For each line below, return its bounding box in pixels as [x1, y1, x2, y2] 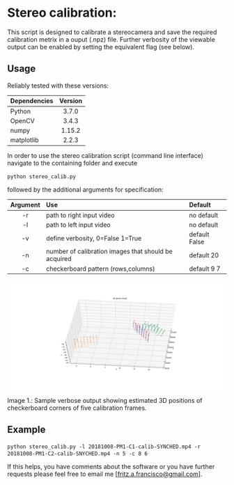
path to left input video [46, 221, 111, 229]
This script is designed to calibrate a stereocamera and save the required [7, 28, 217, 36]
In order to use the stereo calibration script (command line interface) [7, 151, 204, 159]
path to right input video [46, 211, 115, 219]
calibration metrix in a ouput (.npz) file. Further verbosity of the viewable [7, 35, 216, 43]
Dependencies [10, 97, 54, 105]
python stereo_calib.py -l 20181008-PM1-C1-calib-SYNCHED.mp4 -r [7, 443, 201, 450]
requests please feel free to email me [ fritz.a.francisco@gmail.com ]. [7, 470, 203, 478]
